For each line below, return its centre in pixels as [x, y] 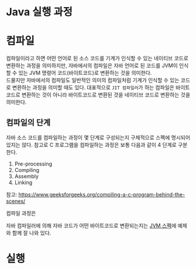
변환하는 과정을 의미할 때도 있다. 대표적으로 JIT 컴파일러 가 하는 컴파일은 [93, 88]
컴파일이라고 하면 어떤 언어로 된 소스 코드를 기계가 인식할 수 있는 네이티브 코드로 [97, 58]
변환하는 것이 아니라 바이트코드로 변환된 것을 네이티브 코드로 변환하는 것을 [106, 95]
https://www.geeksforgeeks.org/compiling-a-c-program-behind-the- [102, 194]
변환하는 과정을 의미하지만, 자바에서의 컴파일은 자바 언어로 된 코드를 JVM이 [92, 65]
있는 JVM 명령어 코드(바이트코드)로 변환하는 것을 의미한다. [85, 73]
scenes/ [16, 201]
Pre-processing [33, 164]
